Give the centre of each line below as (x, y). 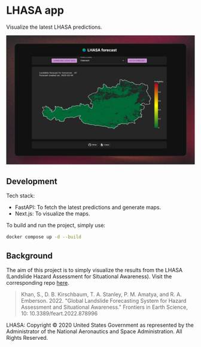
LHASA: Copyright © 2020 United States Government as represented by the (100, 325)
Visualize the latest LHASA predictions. (54, 27)
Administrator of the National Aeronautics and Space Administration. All (94, 331)
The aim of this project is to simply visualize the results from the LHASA (95, 270)
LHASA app (35, 10)
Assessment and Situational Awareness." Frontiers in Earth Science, (104, 307)
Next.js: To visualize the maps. (53, 214)
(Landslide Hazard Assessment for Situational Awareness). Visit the (89, 276)
